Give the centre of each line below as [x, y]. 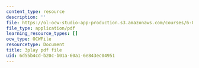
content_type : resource [36, 12]
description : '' [26, 17]
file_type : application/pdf [41, 28]
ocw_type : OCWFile [29, 39]
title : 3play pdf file [34, 50]
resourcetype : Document [36, 45]
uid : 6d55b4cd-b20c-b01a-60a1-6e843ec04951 [61, 56]
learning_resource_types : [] [42, 34]
